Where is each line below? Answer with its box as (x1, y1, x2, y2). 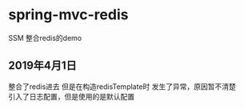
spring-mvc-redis (8, 6, 129, 24)
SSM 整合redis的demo (8, 33, 82, 42)
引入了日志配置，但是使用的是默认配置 (8, 91, 134, 101)
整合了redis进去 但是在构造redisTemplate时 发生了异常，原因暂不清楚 (8, 82, 236, 91)
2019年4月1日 (8, 59, 78, 73)
